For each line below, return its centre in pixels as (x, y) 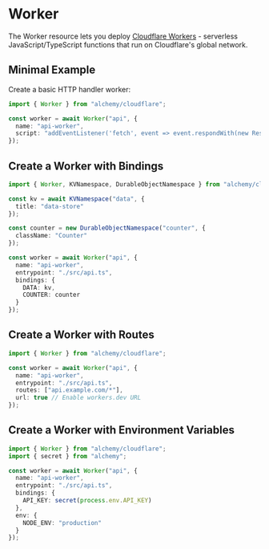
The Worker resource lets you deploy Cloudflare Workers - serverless (123, 36)
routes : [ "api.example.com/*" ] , (70, 390)
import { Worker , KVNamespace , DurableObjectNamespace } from (114, 184)
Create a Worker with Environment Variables (121, 430)
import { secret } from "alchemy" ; (68, 456)
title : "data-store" (50, 206)
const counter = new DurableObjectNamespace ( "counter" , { (107, 228)
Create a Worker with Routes (81, 335)
